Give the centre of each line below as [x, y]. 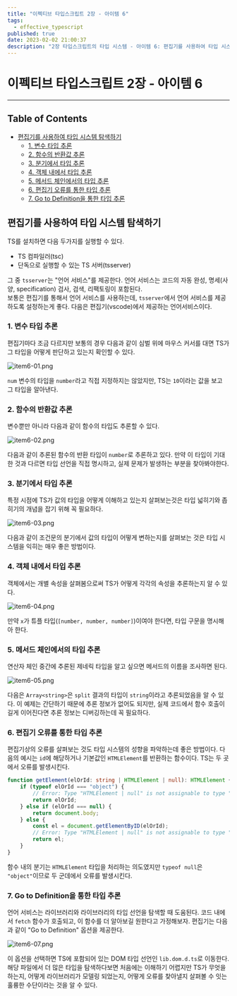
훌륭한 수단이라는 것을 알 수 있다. [53, 985]
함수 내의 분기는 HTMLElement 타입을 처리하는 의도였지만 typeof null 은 [105, 867]
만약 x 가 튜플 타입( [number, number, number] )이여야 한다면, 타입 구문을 [107, 621]
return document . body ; [66, 813]
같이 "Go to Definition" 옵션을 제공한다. [69, 930]
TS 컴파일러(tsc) [41, 256]
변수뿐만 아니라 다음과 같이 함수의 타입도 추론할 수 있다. [84, 426]
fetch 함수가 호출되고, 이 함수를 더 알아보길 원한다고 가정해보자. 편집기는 [115, 921]
